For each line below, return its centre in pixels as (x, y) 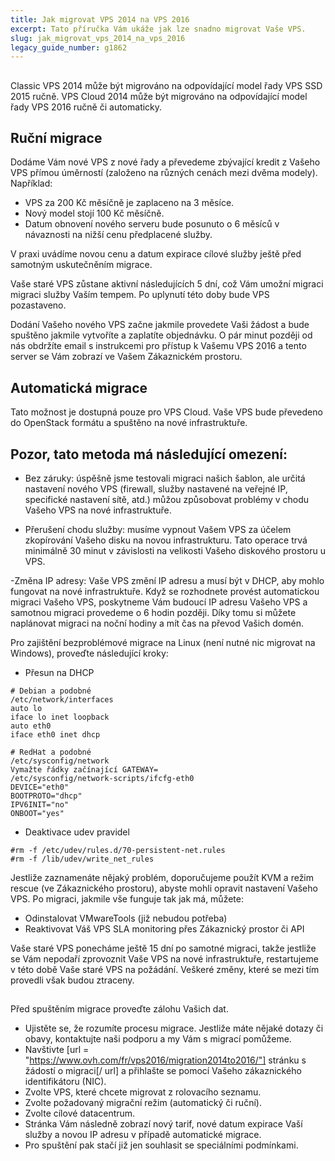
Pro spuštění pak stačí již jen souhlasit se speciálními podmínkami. (161, 1145)
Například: (31, 183)
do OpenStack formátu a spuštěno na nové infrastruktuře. (129, 423)
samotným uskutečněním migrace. (81, 265)
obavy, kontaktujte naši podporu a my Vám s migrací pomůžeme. (158, 1039)
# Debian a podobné (51, 691)
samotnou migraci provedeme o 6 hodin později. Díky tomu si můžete (153, 613)
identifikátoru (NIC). (65, 1082)
